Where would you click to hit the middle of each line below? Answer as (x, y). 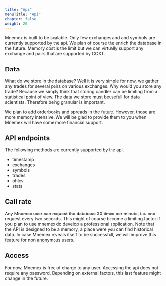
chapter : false (21, 19)
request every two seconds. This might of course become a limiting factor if (83, 218)
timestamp (23, 159)
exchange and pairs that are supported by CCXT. (55, 54)
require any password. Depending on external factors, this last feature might (83, 273)
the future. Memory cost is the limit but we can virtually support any (74, 48)
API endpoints (28, 138)
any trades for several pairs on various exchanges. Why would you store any (83, 86)
